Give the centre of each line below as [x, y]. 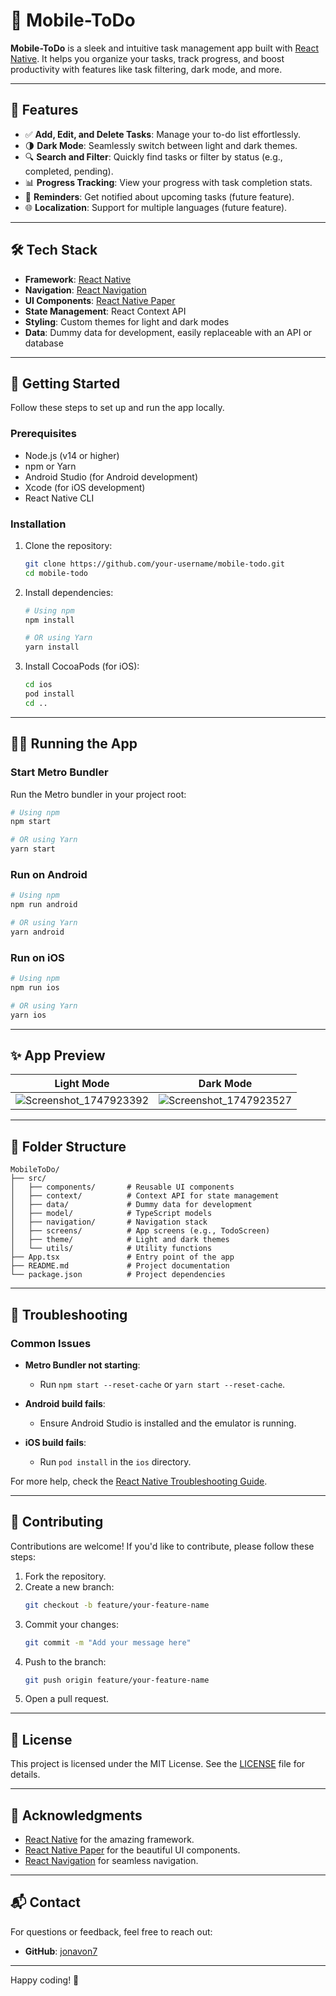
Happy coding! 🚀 [45, 1980]
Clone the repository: [68, 545]
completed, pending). [69, 171]
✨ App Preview [58, 1055]
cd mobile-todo [56, 573]
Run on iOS [37, 957]
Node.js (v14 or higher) [72, 455]
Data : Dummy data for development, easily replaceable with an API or [168, 332]
